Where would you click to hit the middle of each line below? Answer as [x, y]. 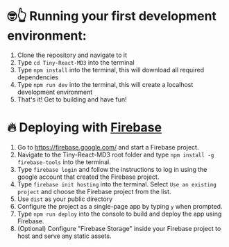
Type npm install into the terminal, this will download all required [111, 70]
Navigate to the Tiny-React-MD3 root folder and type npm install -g [116, 154]
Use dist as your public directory [65, 199]
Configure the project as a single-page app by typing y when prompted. [120, 206]
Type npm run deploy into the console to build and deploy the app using [119, 214]
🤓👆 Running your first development [112, 16]
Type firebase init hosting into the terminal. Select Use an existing [117, 184]
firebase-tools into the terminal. [64, 162]
